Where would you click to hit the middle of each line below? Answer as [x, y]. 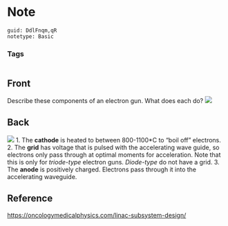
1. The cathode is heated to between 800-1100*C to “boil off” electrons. [118, 140]
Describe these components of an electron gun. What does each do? [105, 101]
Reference [30, 199]
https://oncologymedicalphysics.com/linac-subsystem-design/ [97, 215]
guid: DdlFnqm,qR [32, 30]
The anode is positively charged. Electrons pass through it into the [102, 169]
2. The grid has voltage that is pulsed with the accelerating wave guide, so [113, 147]
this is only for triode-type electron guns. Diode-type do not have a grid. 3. [113, 162]
